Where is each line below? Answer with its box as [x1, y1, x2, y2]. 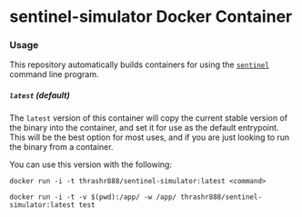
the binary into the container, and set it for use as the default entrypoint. [9, 123, 279, 133]
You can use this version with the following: [9, 159, 173, 170]
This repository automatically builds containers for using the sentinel [9, 59, 270, 70]
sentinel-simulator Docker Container [9, 6, 293, 27]
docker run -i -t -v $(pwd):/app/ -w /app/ [9, 192, 177, 202]
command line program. [9, 69, 99, 80]
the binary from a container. [9, 142, 114, 153]
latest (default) [9, 90, 70, 101]
